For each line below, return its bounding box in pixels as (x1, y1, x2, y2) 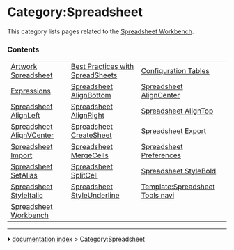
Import (10, 150, 33, 160)
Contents (7, 45, 40, 54)
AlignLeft (10, 111, 40, 120)
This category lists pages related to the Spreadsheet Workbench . (7, 27, 194, 36)
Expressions (10, 86, 51, 96)
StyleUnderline (70, 191, 120, 201)
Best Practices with (70, 62, 134, 72)
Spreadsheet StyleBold (141, 166, 217, 176)
